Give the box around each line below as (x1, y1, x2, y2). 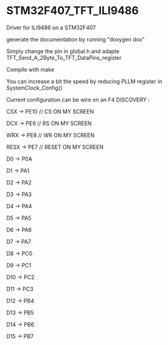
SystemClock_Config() (6, 84, 63, 92)
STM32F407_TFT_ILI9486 (6, 4, 139, 18)
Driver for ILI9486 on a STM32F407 (6, 24, 96, 31)
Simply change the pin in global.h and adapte (6, 47, 120, 55)
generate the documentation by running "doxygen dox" (6, 35, 145, 43)
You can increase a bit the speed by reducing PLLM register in (6, 78, 163, 85)
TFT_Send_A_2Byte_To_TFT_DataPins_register (6, 54, 122, 61)
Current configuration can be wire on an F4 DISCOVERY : (6, 96, 150, 103)
